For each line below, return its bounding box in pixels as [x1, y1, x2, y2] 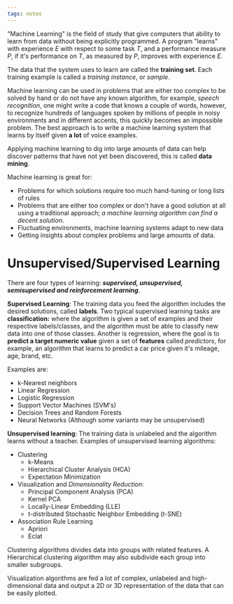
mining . [7, 159, 30, 168]
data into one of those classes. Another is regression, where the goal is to [7, 329, 220, 338]
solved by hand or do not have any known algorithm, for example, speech [7, 94, 219, 102]
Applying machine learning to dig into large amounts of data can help [7, 144, 206, 152]
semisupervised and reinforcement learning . [7, 286, 141, 294]
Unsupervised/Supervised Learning [7, 255, 220, 271]
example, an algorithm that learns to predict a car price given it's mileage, [7, 344, 220, 352]
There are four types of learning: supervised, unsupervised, [7, 278, 183, 287]
